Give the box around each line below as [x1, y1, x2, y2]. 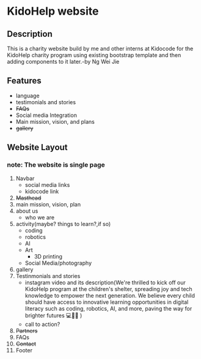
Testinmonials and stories [15, 272, 81, 279]
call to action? [24, 320, 60, 328]
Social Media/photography [24, 259, 92, 266]
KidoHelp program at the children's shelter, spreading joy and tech [24, 285, 193, 292]
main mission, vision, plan [15, 200, 81, 208]
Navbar [15, 175, 35, 182]
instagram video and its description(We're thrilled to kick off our [24, 279, 186, 286]
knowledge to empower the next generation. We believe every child [24, 292, 195, 299]
